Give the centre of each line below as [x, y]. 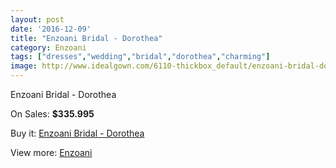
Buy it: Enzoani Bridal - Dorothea [77, 133]
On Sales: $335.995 [52, 114]
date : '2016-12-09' [51, 29]
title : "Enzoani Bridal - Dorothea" [86, 38]
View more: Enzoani [51, 152]
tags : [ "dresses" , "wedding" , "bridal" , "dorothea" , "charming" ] [140, 57]
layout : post [37, 19]
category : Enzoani [48, 47]
